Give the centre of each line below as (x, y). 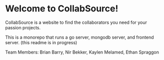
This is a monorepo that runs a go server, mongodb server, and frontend (79, 37)
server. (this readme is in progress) (41, 42)
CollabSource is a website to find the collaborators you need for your (76, 22)
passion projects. (23, 27)
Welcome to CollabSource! (62, 9)
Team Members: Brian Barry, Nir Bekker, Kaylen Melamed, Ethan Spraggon (82, 52)
